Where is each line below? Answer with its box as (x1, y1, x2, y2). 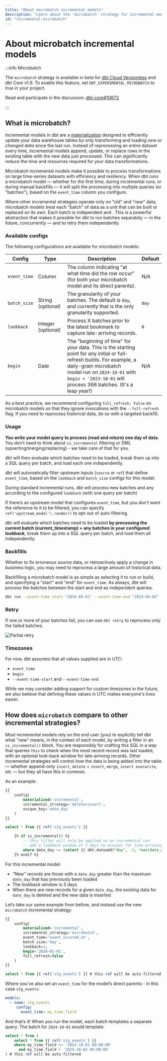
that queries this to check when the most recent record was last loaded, (5, 748, 154, 754)
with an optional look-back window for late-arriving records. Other (5, 753, 141, 759)
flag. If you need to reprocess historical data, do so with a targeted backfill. (5, 411, 159, 417)
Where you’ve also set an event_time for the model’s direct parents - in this (5, 980, 159, 987)
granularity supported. (67, 309, 119, 316)
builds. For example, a (85, 356, 137, 363)
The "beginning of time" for (67, 338, 131, 345)
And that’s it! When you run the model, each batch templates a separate (5, 1018, 152, 1024)
